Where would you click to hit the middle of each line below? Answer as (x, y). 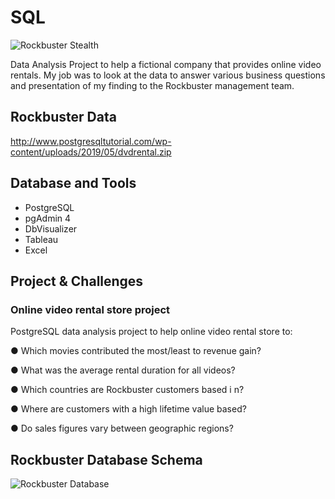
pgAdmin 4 (48, 218)
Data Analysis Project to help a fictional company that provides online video (166, 64)
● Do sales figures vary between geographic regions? (122, 428)
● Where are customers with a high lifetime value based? (128, 409)
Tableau (41, 239)
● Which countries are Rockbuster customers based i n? (127, 390)
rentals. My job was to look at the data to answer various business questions (168, 75)
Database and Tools (73, 183)
